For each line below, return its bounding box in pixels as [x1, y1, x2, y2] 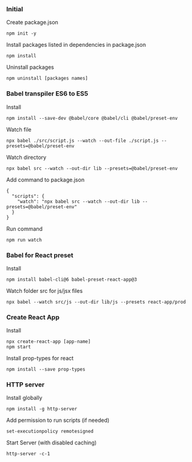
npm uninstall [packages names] [6, 75, 88, 82]
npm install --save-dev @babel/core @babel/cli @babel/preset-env [6, 115, 178, 121]
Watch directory [6, 153, 47, 161]
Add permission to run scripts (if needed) [6, 416, 110, 424]
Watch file [6, 125, 32, 133]
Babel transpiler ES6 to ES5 [6, 89, 89, 98]
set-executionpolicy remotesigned [6, 429, 94, 435]
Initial [6, 5, 23, 13]
